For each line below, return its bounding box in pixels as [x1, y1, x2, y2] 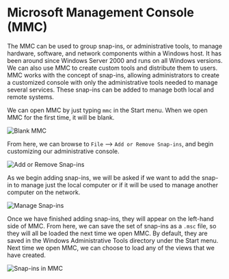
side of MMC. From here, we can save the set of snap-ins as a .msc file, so [7, 222, 217, 230]
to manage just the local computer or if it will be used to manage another [13, 181, 219, 189]
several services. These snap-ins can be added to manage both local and [7, 85, 214, 94]
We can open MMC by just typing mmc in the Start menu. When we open [7, 106, 208, 114]
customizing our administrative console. [7, 147, 120, 155]
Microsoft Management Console [7, 5, 195, 21]
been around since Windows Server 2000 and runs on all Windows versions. [7, 56, 223, 64]
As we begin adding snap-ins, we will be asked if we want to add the [7, 173, 200, 182]
